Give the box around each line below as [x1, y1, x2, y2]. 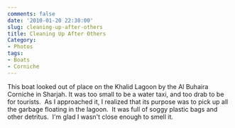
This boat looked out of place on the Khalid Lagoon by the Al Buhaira [7, 82, 209, 91]
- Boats [7, 57, 31, 64]
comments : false [7, 10, 55, 18]
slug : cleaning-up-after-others [7, 23, 103, 30]
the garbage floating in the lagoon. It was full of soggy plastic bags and [7, 105, 218, 113]
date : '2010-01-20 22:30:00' [7, 17, 94, 24]
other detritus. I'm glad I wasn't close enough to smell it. [7, 112, 174, 121]
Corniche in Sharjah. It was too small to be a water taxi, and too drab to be [7, 90, 224, 98]
